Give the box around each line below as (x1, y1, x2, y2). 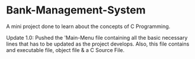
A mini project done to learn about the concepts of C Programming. (6, 23, 171, 30)
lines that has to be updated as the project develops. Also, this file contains (6, 40, 190, 47)
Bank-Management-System (6, 4, 146, 17)
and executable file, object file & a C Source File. (6, 46, 124, 53)
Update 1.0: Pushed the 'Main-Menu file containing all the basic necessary (6, 34, 188, 41)
